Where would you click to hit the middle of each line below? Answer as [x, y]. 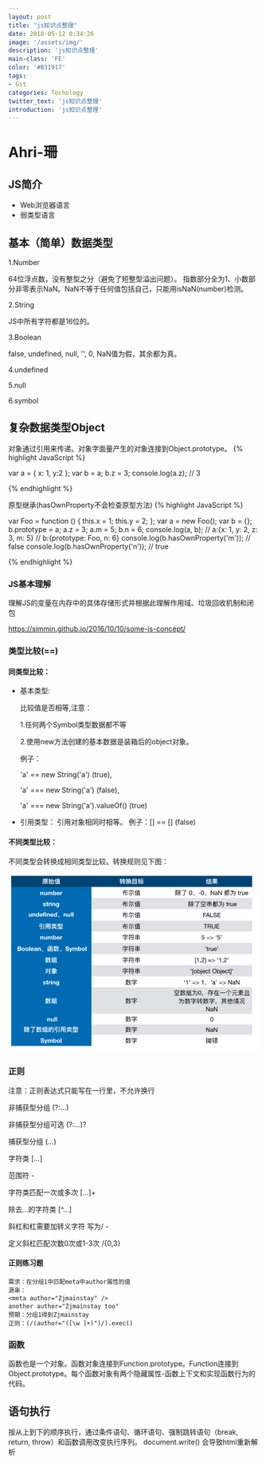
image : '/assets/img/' [46, 42]
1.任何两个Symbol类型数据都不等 [73, 725]
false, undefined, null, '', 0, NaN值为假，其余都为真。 [95, 354]
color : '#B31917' [37, 68]
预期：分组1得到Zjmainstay [49, 1315]
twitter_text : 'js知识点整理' [55, 101]
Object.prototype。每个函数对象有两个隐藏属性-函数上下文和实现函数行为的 [132, 1374]
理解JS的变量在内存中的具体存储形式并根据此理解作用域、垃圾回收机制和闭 [131, 603]
